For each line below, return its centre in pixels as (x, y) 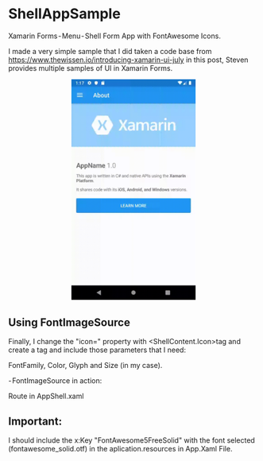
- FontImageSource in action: (55, 381)
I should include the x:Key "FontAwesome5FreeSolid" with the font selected (132, 440)
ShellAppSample (64, 14)
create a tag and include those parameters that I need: (97, 350)
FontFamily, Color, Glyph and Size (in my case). (85, 366)
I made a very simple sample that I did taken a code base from (110, 51)
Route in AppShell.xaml (46, 396)
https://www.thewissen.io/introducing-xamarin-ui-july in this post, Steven (128, 60)
